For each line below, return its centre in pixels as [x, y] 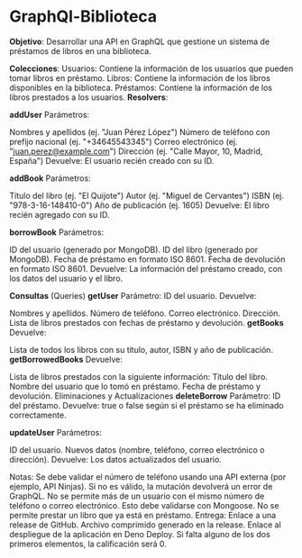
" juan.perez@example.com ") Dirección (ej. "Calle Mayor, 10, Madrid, [136, 151]
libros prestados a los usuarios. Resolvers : [89, 97]
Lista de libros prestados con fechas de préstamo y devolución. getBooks [146, 322]
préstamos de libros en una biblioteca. [80, 50]
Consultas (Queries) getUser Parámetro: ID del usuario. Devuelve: [133, 295]
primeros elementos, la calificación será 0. [88, 544]
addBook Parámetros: [50, 178]
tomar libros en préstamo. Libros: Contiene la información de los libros [140, 77]
